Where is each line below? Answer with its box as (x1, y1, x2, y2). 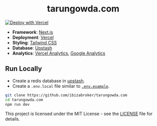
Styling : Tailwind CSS (12, 40, 57, 46)
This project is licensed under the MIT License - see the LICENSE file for (5, 111, 153, 117)
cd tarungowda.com (5, 97, 43, 102)
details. (5, 116, 20, 122)
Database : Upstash (12, 45, 52, 51)
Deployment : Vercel (12, 34, 54, 40)
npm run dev (5, 102, 30, 107)
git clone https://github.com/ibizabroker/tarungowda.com (5, 92, 127, 98)
